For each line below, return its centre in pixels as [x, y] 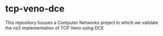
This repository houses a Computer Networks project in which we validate [82, 22]
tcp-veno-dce [35, 9]
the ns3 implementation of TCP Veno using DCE [55, 27]
